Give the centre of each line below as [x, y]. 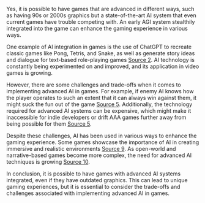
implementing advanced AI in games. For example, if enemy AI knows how [100, 91]
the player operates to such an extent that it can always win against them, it [102, 98]
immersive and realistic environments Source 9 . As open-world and [91, 149]
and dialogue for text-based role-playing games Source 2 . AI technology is [100, 60]
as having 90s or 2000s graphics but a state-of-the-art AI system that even [102, 15]
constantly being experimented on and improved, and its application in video [103, 66]
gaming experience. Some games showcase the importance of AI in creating [103, 142]
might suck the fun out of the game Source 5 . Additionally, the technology [99, 104]
